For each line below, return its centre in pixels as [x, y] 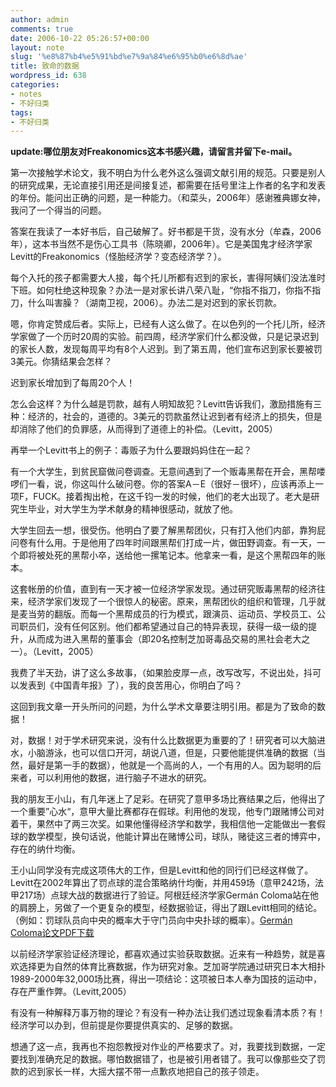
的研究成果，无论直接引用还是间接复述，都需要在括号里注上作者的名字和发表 [168, 185]
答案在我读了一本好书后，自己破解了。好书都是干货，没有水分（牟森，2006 [166, 232]
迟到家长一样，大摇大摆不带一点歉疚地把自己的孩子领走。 [146, 1072]
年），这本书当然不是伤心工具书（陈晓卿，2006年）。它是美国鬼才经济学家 [161, 244]
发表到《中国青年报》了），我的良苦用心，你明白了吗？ [130, 685]
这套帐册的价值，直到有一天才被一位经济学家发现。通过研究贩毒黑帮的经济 [163, 589]
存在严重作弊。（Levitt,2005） [71, 992]
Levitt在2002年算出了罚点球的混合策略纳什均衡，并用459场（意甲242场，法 [167, 883]
